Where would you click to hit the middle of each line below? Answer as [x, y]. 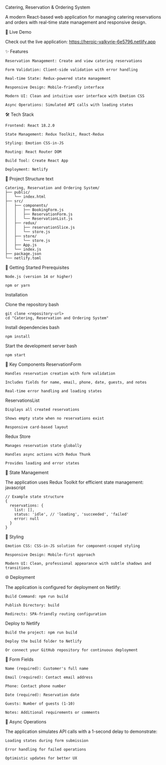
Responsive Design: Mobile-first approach [50, 555]
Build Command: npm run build [37, 596]
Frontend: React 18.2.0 [30, 125]
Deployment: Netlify [27, 170]
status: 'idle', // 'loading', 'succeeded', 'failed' [71, 514]
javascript [16, 488]
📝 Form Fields [20, 659]
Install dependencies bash [32, 327]
